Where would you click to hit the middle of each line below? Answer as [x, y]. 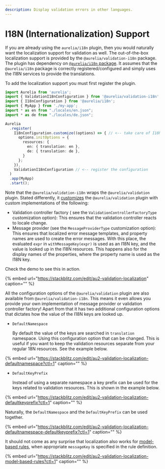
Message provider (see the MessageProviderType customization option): [84, 228]
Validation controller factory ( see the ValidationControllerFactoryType [84, 213]
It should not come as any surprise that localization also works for [72, 441]
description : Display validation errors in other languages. [69, 10]
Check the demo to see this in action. [43, 269]
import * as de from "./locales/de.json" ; [49, 115]
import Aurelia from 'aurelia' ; [38, 92]
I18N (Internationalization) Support [77, 34]
